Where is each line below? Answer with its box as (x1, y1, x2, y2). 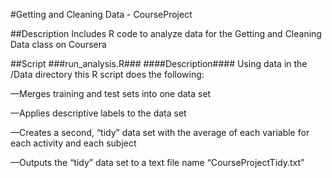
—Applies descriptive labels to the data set (10, 107, 187, 119)
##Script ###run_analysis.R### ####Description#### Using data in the (10, 58, 308, 69)
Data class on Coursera (10, 39, 107, 50)
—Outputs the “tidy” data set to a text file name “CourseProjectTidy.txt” (10, 157, 305, 168)
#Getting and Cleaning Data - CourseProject (10, 9, 193, 20)
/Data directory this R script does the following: (10, 69, 205, 80)
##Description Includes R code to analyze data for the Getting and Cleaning (10, 28, 322, 39)
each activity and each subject (10, 137, 137, 149)
